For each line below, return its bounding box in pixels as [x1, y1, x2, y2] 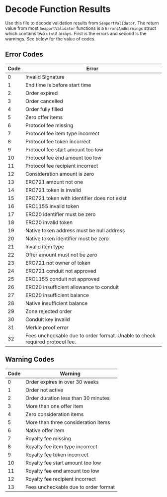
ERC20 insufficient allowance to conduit [25, 284, 119, 291]
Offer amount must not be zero [25, 251, 97, 258]
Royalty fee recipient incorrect [25, 475, 96, 482]
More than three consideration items [25, 419, 110, 426]
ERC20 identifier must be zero [25, 210, 96, 217]
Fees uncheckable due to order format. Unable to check [25, 332, 156, 339]
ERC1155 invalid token [25, 202, 80, 209]
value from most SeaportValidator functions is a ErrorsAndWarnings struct [5, 25, 157, 31]
